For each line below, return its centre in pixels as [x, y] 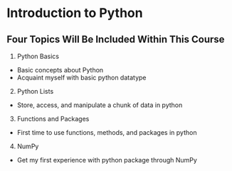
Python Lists [35, 91]
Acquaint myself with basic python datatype [81, 77]
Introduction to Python [75, 13]
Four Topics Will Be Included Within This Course [116, 39]
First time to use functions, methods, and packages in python [107, 132]
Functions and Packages [53, 119]
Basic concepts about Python [60, 70]
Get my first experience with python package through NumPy [107, 160]
